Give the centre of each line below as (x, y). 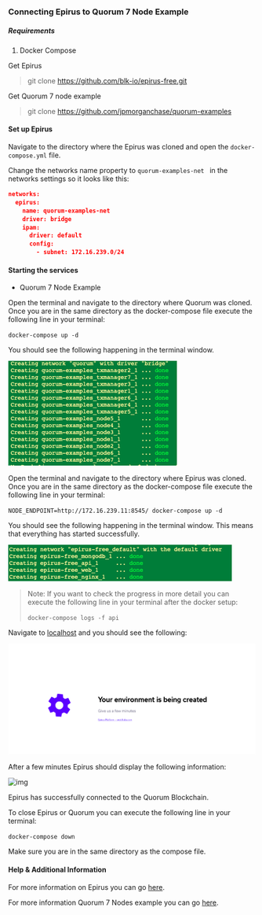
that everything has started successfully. (74, 534)
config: (42, 244)
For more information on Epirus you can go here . (86, 887)
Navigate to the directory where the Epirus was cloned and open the (118, 147)
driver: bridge (47, 219)
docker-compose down (42, 837)
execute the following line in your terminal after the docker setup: (133, 602)
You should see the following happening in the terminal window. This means (131, 526)
